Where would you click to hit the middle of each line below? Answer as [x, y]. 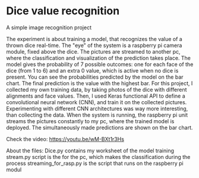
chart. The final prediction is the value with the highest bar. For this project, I [99, 83]
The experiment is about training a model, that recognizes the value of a [94, 39]
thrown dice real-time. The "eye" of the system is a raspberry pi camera [94, 45]
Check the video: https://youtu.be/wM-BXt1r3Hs [65, 139]
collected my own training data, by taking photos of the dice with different [97, 89]
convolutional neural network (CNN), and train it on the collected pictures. [97, 102]
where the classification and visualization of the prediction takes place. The [99, 58]
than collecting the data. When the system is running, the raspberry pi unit [97, 115]
